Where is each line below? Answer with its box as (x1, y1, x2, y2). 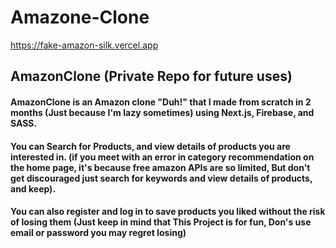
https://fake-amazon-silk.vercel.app (10, 39, 159, 51)
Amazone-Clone (10, 6, 150, 29)
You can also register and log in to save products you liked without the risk (10, 206, 326, 218)
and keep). (10, 182, 57, 195)
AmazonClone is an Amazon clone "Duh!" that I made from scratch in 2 (10, 96, 312, 108)
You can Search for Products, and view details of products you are (10, 140, 291, 152)
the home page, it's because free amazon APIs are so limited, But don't (10, 161, 311, 173)
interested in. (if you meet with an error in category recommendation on (10, 151, 315, 163)
